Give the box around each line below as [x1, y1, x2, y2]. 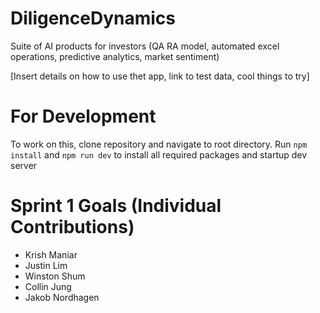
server [10, 159, 38, 171]
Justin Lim [24, 259, 68, 271]
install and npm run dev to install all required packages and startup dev [10, 148, 308, 161]
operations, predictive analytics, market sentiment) [10, 50, 220, 62]
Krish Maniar [24, 248, 78, 261]
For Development [10, 105, 157, 128]
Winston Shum [24, 270, 86, 282]
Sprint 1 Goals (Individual [10, 195, 222, 217]
